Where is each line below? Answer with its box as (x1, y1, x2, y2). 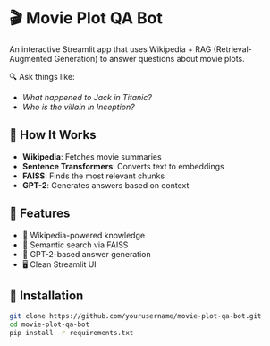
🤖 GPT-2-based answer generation (21, 248, 151, 259)
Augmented (9, 53, 53, 64)
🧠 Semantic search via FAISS (21, 239, 129, 250)
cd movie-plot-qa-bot (9, 320, 90, 329)
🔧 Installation (9, 288, 84, 303)
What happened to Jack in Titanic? (21, 91, 152, 102)
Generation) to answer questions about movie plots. (54, 53, 246, 64)
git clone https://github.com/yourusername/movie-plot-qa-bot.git (9, 312, 262, 321)
